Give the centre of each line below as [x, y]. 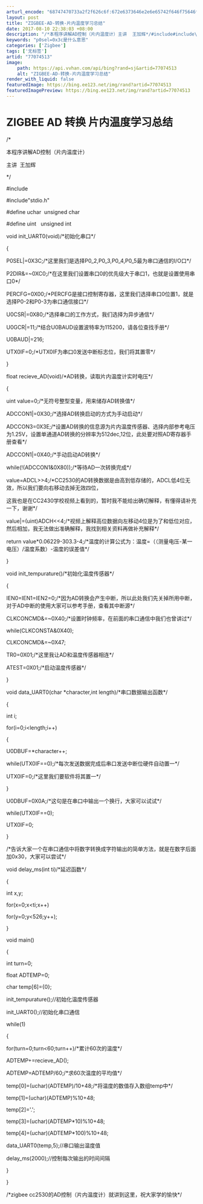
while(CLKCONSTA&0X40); [40, 630]
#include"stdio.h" [28, 200]
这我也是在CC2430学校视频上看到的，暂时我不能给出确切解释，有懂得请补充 [101, 500]
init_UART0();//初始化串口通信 [43, 1012]
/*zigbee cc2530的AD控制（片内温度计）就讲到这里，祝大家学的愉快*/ [94, 1194]
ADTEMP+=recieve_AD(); [38, 1060]
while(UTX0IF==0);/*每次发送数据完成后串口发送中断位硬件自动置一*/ [93, 763]
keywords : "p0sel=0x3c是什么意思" [47, 40]
